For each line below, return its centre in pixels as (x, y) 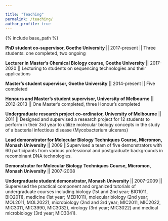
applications (18, 74)
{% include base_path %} (32, 38)
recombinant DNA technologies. (38, 156)
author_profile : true (28, 24)
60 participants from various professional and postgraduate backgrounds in (84, 151)
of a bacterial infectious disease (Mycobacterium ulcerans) (67, 130)
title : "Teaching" (25, 14)
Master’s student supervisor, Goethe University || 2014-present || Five (80, 83)
